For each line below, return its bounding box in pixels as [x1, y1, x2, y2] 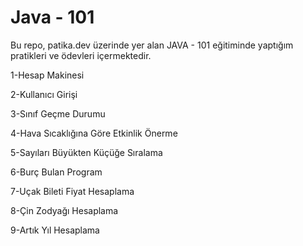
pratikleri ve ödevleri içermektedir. [10, 49, 152, 61]
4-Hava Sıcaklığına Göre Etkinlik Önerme [10, 127, 178, 139]
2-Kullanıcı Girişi [10, 88, 78, 100]
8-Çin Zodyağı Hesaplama [10, 204, 119, 216]
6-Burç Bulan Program [10, 166, 103, 178]
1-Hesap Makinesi [10, 69, 85, 81]
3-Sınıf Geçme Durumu [10, 107, 106, 120]
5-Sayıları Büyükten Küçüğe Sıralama [10, 146, 163, 158]
